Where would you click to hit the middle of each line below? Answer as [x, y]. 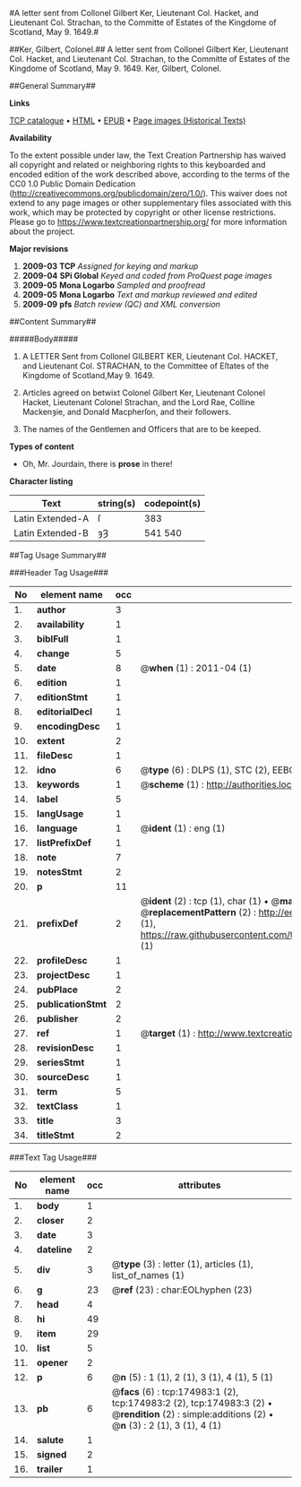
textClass [58, 1106]
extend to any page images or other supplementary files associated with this [150, 203]
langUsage [60, 813]
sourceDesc [63, 1077]
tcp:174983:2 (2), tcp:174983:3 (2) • [192, 1403]
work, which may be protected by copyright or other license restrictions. [142, 212]
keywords [59, 785]
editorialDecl [64, 712]
